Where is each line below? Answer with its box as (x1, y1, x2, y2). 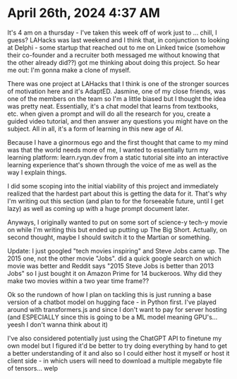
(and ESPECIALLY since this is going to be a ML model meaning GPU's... (7, 313, 218, 321)
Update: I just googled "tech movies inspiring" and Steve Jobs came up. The (7, 246, 230, 255)
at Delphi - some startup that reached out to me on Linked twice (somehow (7, 43, 226, 52)
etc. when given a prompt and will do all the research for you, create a (7, 109, 211, 118)
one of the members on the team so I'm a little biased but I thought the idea (7, 94, 226, 103)
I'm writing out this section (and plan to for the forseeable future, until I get (7, 196, 224, 205)
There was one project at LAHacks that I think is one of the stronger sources (7, 79, 229, 88)
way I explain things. (7, 168, 67, 176)
